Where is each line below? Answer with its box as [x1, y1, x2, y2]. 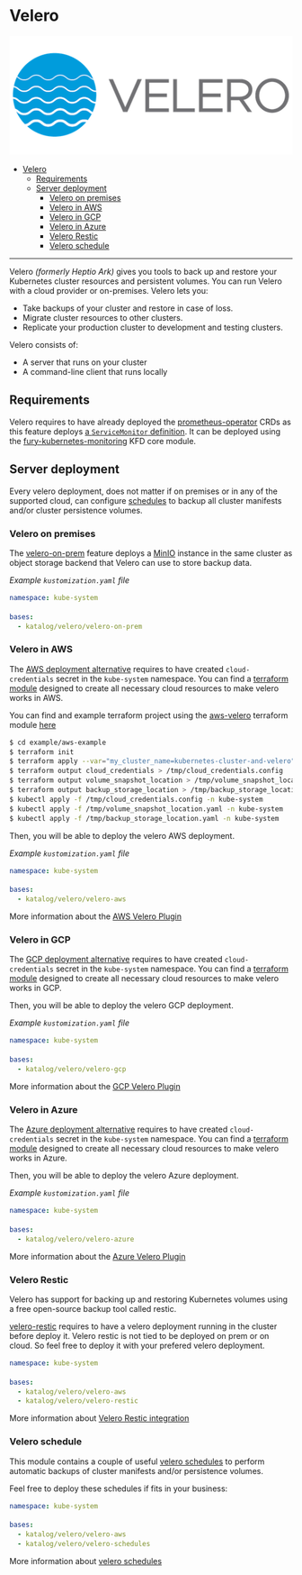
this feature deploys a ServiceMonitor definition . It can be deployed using [9, 425, 281, 437]
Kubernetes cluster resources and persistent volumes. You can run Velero [9, 276, 283, 287]
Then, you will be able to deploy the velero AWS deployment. [9, 830, 235, 841]
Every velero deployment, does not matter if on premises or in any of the [9, 486, 279, 496]
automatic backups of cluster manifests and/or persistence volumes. [9, 1465, 263, 1476]
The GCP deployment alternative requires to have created [9, 954, 223, 965]
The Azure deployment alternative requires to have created [9, 1124, 228, 1135]
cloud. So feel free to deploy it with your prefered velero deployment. [9, 1340, 265, 1351]
